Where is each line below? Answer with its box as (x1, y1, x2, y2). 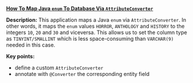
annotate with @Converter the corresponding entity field (14, 71, 150, 77)
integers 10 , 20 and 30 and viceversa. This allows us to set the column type (6, 29, 188, 36)
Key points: (6, 53, 35, 59)
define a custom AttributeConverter (14, 64, 103, 71)
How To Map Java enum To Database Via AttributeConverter (6, 5, 153, 12)
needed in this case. (6, 41, 55, 48)
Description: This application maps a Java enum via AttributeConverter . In (6, 16, 187, 23)
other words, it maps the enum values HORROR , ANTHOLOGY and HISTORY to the (6, 23, 185, 29)
